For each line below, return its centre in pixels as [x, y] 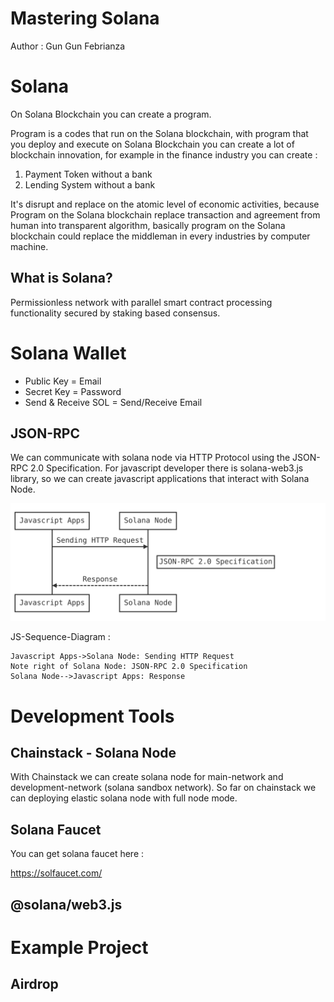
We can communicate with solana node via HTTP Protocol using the [150, 458]
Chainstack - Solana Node [93, 753]
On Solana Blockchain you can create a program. [111, 114]
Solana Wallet [68, 353]
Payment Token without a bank [88, 174]
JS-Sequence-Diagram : [60, 637]
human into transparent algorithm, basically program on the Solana [148, 225]
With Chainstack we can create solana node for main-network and [147, 777]
